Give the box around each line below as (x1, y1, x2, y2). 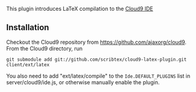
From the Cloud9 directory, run (6, 44, 83, 52)
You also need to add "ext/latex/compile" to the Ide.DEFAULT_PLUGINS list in (6, 72, 191, 79)
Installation (6, 22, 49, 32)
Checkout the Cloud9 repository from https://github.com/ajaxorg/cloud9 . (6, 38, 187, 46)
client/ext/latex (6, 61, 50, 68)
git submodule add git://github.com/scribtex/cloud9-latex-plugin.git (6, 57, 187, 63)
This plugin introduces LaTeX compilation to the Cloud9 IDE (6, 5, 153, 12)
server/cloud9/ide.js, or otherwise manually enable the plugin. (6, 78, 160, 86)
